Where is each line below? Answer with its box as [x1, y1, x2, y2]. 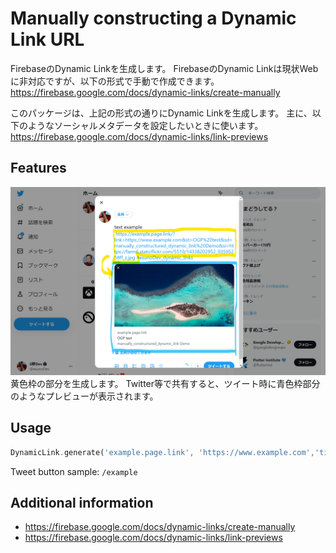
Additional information [10, 495, 154, 512]
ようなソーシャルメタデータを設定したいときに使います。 [27, 119, 264, 131]
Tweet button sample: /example [10, 465, 138, 477]
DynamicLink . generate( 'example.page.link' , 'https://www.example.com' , [10, 447, 315, 457]
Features [10, 160, 67, 177]
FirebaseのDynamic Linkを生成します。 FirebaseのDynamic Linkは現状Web [10, 62, 319, 74]
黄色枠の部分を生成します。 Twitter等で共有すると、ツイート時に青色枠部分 [10, 377, 321, 389]
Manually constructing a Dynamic [10, 7, 297, 30]
